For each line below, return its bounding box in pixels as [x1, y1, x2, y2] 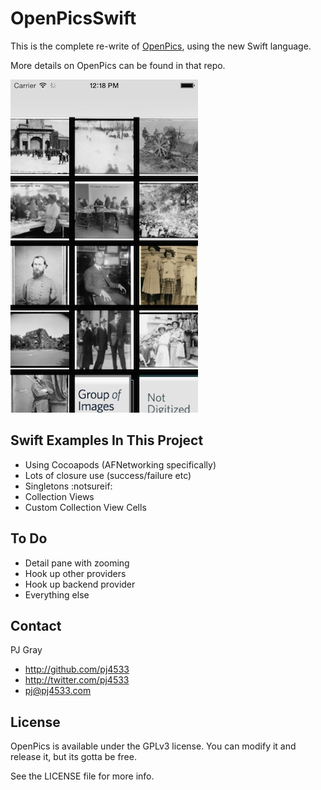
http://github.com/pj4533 [24, 663, 130, 676]
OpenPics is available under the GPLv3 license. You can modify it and [10, 740, 297, 752]
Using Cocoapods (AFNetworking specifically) [24, 458, 217, 471]
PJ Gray [10, 644, 43, 656]
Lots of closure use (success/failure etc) [24, 469, 192, 481]
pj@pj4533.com [24, 685, 92, 697]
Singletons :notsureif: [24, 480, 113, 492]
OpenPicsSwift [10, 7, 137, 30]
